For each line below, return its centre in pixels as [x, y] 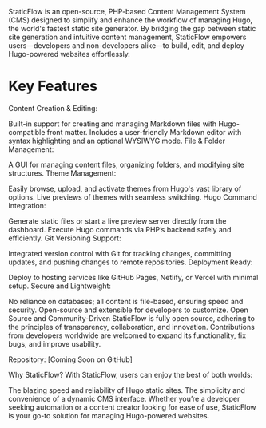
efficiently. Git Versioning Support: [65, 238]
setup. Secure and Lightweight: [60, 286]
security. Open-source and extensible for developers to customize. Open [129, 310]
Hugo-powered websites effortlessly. [69, 54]
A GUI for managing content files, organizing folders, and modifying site [127, 164]
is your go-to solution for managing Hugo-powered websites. [109, 415]
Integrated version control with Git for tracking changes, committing [120, 253]
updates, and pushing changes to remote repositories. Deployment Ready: [131, 262]
